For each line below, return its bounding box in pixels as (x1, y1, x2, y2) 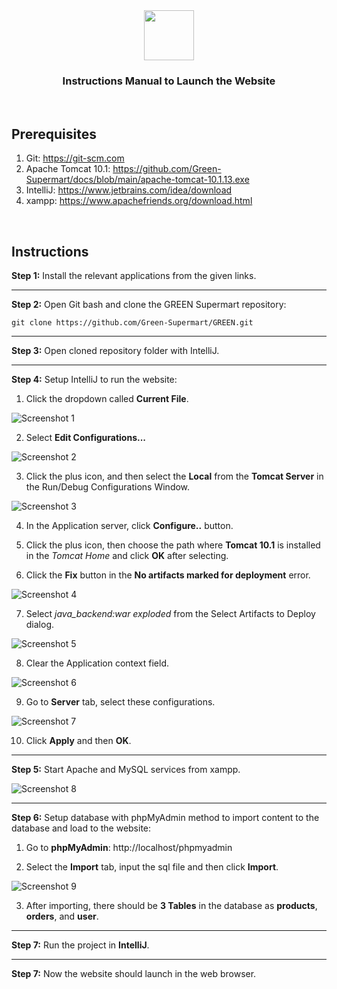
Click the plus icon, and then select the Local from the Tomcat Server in (25, 470, 324, 482)
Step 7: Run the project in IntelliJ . (11, 939, 150, 951)
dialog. (25, 618, 55, 630)
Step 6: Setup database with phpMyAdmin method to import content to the (11, 811, 320, 823)
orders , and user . (25, 910, 99, 922)
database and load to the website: (11, 822, 152, 834)
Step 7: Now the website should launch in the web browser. (11, 967, 257, 979)
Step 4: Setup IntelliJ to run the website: (11, 373, 178, 385)
